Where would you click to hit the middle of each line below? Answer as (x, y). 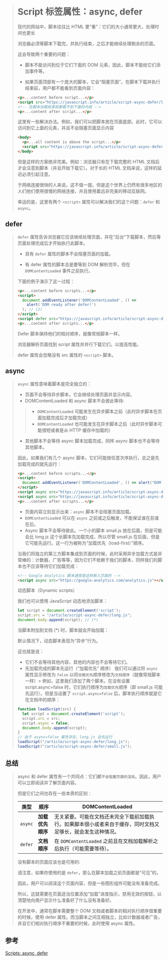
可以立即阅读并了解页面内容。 (48, 783)
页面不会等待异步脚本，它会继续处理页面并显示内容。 (80, 394)
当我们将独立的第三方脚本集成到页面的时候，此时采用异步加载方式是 (87, 553)
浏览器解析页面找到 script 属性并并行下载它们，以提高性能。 (79, 344)
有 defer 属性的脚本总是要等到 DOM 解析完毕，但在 (77, 264)
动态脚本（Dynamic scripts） (47, 591)
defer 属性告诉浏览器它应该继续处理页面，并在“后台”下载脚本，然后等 (89, 237)
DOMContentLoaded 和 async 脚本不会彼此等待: (74, 401)
